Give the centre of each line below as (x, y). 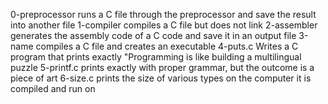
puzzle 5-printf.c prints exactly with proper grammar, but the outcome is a (162, 67)
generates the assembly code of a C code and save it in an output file (153, 35)
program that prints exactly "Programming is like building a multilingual (156, 57)
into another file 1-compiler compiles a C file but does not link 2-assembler (164, 25)
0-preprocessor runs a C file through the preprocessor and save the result (163, 14)
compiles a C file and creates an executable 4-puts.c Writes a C (167, 46)
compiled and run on (53, 88)
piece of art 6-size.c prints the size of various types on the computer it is (161, 78)
